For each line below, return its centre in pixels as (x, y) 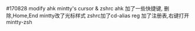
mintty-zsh (19, 22)
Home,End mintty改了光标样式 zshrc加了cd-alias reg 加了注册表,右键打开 (101, 15)
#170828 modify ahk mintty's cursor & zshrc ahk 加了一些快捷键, (85, 8)
